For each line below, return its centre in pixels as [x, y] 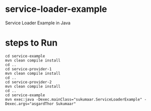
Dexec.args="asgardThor [30, 104]
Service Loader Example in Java [38, 23]
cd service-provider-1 [28, 69]
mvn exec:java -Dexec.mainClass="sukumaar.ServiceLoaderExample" [74, 99]
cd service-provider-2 [28, 82]
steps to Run [31, 43]
